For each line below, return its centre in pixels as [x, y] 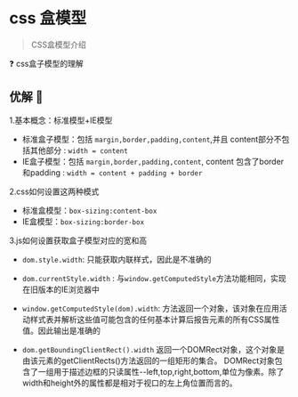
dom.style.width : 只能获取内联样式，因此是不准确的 [117, 259]
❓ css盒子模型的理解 [46, 63]
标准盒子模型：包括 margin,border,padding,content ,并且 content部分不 [152, 139]
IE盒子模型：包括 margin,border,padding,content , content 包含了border [153, 161]
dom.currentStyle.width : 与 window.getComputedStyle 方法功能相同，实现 [154, 278]
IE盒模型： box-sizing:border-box [83, 221]
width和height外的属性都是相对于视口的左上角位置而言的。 [129, 383]
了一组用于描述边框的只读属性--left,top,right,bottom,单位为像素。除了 [157, 371]
